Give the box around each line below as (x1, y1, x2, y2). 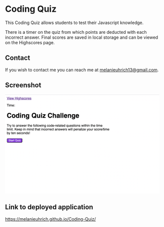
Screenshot (5, 81, 42, 89)
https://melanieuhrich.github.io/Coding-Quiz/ (5, 216, 96, 222)
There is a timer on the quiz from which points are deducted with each (5, 29, 147, 35)
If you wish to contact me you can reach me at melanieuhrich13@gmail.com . (5, 67, 159, 73)
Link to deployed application (5, 203, 94, 211)
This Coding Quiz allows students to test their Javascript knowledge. (5, 20, 143, 25)
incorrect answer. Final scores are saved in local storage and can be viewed (5, 34, 158, 40)
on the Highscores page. (5, 39, 55, 45)
